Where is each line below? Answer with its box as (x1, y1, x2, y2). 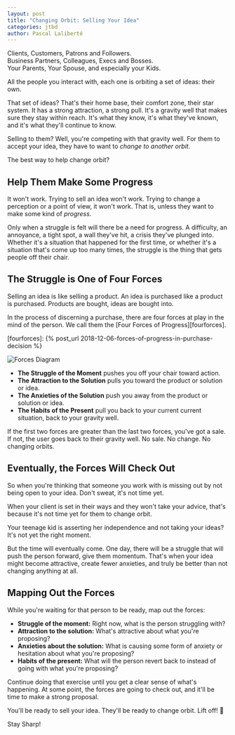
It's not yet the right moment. (7, 531, 91, 539)
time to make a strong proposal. (7, 692, 100, 701)
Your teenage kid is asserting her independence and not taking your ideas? (7, 523, 224, 531)
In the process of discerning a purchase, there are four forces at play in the (7, 313, 224, 322)
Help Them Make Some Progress (7, 176, 153, 188)
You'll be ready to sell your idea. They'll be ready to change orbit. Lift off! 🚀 (7, 706, 224, 715)
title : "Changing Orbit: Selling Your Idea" (7, 17, 140, 24)
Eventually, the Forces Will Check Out (7, 463, 175, 475)
